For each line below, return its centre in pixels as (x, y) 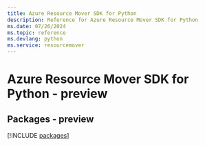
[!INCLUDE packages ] (38, 135)
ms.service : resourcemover (46, 45)
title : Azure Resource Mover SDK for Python (72, 13)
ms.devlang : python (35, 39)
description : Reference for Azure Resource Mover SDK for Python (102, 20)
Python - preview (57, 94)
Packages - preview (51, 119)
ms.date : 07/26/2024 (37, 26)
